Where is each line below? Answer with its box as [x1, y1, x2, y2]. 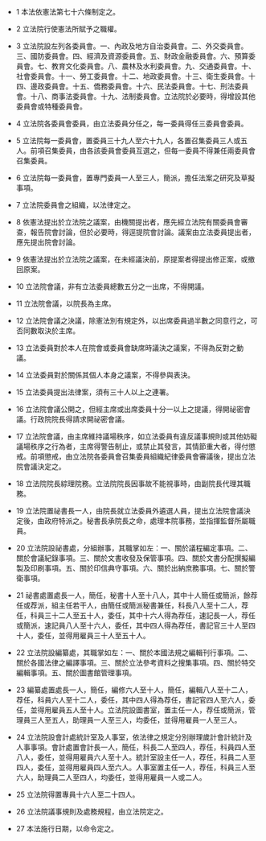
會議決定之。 [23, 462, 66, 471]
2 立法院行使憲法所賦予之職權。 [15, 24, 122, 34]
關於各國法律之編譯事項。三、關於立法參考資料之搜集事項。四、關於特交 [15, 658, 256, 667]
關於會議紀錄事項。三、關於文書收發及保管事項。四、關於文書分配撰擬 [15, 554, 249, 563]
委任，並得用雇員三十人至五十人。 [37, 631, 150, 640]
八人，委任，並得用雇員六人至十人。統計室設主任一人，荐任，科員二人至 [15, 752, 256, 762]
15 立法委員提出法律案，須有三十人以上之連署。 [15, 387, 174, 397]
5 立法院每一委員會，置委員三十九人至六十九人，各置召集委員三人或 [15, 136, 241, 145]
